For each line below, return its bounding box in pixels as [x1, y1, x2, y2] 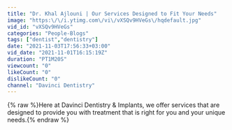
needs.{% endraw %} [7, 116, 70, 124]
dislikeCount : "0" [7, 75, 61, 82]
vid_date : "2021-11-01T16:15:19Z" [7, 50, 108, 57]
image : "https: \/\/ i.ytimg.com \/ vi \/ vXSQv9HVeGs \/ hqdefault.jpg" [7, 17, 201, 24]
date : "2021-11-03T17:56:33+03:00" [7, 43, 111, 50]
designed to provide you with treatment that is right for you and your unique [7, 108, 226, 117]
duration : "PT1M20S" [7, 56, 68, 63]
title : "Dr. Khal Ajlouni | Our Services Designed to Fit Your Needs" [7, 10, 217, 17]
